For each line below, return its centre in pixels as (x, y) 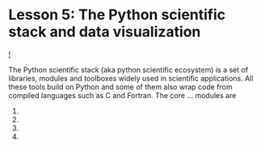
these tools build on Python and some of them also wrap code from (120, 87)
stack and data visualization (105, 32)
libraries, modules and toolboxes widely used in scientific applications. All (131, 78)
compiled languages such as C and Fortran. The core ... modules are (122, 95)
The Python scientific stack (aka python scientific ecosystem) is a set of (128, 69)
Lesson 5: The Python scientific (117, 15)
